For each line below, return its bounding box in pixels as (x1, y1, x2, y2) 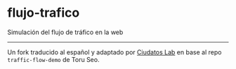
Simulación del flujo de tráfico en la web (7, 28, 124, 36)
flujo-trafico (7, 5, 80, 21)
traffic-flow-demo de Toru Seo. (7, 55, 100, 63)
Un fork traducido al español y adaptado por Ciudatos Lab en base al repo (7, 47, 222, 56)
